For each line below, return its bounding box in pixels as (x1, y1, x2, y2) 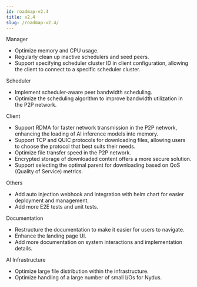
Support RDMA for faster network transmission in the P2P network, (14, 124, 178, 131)
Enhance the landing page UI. (14, 232, 86, 239)
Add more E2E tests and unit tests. (14, 203, 99, 210)
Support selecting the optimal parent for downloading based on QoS (14, 161, 181, 169)
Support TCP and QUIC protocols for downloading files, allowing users (14, 137, 186, 144)
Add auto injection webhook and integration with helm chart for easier (14, 191, 184, 198)
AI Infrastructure (6, 256, 46, 263)
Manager (6, 36, 28, 43)
